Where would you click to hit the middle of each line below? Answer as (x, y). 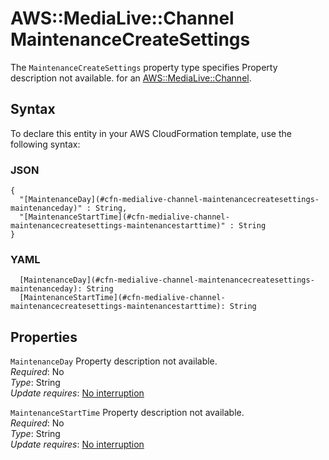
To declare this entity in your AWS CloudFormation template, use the (151, 133)
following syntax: (45, 144)
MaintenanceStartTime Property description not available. (127, 413)
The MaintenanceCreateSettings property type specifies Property (144, 67)
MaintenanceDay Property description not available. (114, 361)
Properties (44, 337)
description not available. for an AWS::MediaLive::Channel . (131, 78)
